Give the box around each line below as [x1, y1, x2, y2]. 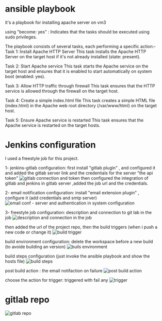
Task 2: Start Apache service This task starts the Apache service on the [5, 63, 149, 69]
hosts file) [5, 258, 25, 264]
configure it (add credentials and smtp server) [5, 195, 97, 201]
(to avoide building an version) [5, 244, 66, 250]
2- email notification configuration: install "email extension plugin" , [5, 189, 140, 195]
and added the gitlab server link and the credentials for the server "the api [5, 170, 153, 176]
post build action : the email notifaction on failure [5, 268, 103, 273]
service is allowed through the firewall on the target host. [5, 88, 119, 94]
